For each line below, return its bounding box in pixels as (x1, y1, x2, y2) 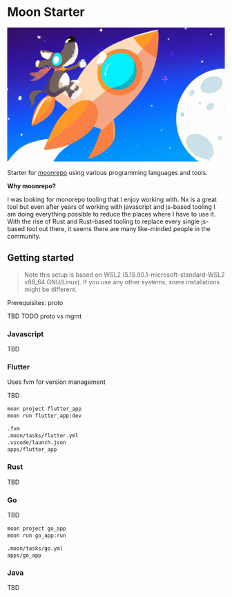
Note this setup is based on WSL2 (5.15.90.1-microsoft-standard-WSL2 (23, 270, 225, 279)
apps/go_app (7, 552, 41, 559)
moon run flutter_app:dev (7, 412, 81, 419)
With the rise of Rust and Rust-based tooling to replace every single (7, 217, 200, 226)
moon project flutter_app (7, 405, 81, 412)
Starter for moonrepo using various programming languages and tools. (7, 169, 209, 177)
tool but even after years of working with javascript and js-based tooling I (7, 203, 215, 211)
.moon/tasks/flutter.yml (7, 432, 79, 439)
